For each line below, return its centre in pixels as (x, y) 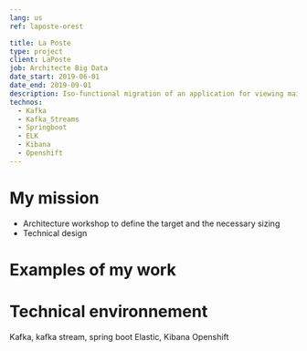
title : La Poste (40, 43)
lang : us (26, 18)
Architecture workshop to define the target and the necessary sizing (151, 223)
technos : (26, 102)
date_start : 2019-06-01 (55, 77)
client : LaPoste (40, 60)
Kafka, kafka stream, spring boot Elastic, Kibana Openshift (119, 336)
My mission (54, 198)
